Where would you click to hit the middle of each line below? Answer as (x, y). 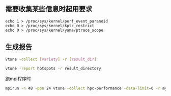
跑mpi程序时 (18, 79)
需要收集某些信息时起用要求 (49, 9)
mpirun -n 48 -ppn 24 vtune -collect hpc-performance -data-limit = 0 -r (83, 88)
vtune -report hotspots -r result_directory (53, 68)
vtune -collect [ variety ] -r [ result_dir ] (51, 59)
